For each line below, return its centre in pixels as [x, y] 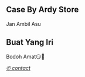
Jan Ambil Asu [23, 24]
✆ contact [18, 68]
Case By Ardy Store [42, 10]
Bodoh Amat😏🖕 [25, 56]
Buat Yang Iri [30, 43]
